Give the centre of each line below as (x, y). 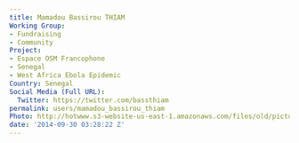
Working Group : (37, 26)
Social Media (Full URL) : (57, 91)
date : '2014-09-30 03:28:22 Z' (67, 125)
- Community (31, 42)
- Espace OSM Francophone (57, 59)
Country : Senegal (41, 83)
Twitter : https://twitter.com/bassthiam (93, 100)
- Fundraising (36, 34)
